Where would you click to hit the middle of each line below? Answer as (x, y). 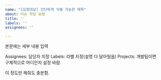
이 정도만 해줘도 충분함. (27, 73)
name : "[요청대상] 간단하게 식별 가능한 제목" (46, 9)
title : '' (15, 18)
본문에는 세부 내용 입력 (27, 46)
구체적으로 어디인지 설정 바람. (33, 63)
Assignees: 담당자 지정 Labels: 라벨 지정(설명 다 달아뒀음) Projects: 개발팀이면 (81, 57)
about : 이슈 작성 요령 (25, 14)
